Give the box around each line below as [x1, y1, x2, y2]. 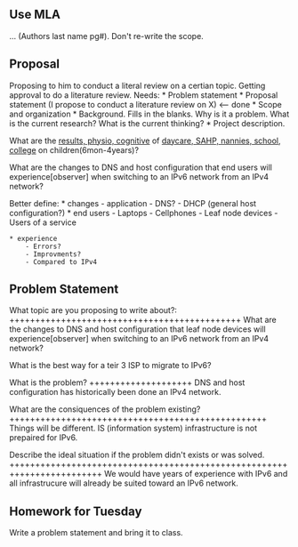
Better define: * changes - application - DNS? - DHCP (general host [9, 197, 256, 208]
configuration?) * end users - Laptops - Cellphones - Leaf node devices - [9, 207, 278, 218]
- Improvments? [25, 249, 82, 259]
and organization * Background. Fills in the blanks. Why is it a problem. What [9, 109, 290, 119]
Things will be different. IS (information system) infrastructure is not [9, 422, 258, 434]
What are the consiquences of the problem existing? [9, 404, 201, 414]
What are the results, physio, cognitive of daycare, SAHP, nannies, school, [9, 135, 282, 146]
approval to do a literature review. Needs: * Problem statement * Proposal [9, 89, 278, 101]
